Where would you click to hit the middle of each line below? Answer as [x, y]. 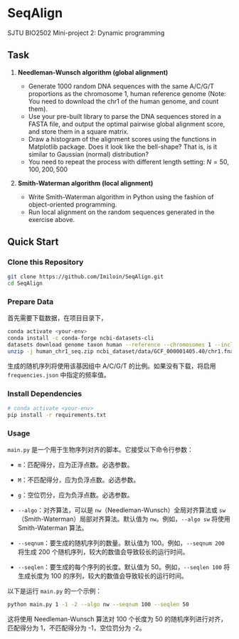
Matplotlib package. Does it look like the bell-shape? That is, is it [123, 147]
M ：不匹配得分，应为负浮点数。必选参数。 [79, 480]
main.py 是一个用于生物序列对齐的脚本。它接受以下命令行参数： [101, 450]
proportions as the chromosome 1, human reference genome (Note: [127, 93]
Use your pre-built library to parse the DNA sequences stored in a [125, 116]
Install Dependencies [45, 394]
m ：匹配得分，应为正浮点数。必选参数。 [75, 465]
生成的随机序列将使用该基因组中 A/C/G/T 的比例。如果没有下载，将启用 [112, 366]
